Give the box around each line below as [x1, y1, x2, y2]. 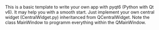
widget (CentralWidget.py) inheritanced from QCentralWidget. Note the [5, 15, 150, 20]
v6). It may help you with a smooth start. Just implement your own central [5, 9, 155, 15]
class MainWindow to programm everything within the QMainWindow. [5, 19, 146, 25]
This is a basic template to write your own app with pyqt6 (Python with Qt [5, 4, 154, 10]
